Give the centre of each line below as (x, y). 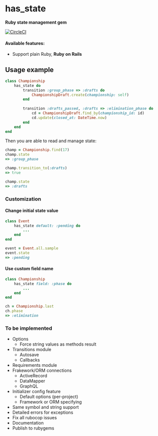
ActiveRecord (33, 376)
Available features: (25, 43)
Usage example (30, 70)
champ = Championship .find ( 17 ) (37, 150)
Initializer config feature (36, 392)
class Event (17, 221)
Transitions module (32, 350)
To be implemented (29, 328)
